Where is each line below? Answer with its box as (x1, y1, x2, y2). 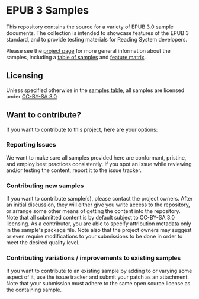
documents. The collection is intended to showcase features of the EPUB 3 (6, 29, 190, 36)
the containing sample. (6, 286, 62, 294)
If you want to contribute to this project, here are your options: (6, 126, 158, 133)
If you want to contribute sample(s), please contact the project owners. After (6, 195, 193, 202)
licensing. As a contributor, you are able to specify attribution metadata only (6, 220, 191, 227)
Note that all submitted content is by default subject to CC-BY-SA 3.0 (6, 214, 175, 221)
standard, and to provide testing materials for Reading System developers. (6, 36, 188, 43)
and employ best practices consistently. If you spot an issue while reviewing (6, 160, 192, 167)
